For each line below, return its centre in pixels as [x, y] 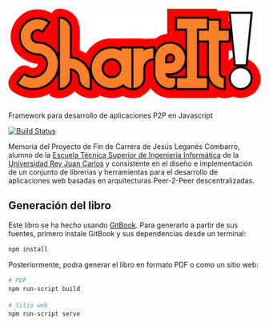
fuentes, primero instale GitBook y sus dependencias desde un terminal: [127, 233]
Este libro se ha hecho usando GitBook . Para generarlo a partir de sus [123, 225]
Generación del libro [60, 205]
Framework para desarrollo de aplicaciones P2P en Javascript [111, 115]
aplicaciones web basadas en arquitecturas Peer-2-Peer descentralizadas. [131, 181]
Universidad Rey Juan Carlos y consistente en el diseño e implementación [130, 163]
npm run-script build [44, 288]
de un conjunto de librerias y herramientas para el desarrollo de [113, 172]
